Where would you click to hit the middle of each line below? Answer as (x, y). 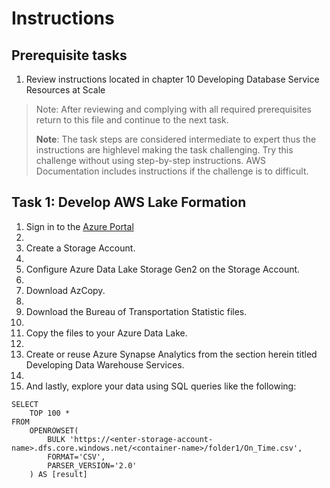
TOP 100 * (50, 413)
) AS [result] (58, 474)
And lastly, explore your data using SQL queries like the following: (161, 386)
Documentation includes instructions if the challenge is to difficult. (172, 171)
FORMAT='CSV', (76, 457)
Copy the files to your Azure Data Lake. (106, 333)
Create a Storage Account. (80, 248)
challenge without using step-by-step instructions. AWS (150, 160)
